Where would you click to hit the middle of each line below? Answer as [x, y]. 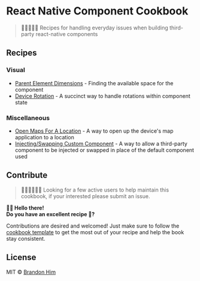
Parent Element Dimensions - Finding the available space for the [94, 83]
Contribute [27, 175]
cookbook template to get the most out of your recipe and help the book [95, 232]
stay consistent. [26, 238]
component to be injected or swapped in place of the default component [104, 150]
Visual [16, 70]
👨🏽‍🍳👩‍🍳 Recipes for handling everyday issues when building [95, 28]
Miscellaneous [28, 118]
